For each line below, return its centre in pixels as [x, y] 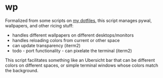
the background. [22, 70]
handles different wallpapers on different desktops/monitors [73, 35]
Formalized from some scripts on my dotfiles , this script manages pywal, [79, 20]
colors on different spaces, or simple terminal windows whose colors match [82, 65]
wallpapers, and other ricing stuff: [39, 25]
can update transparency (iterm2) [46, 45]
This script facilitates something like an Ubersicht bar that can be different [80, 60]
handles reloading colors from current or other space [66, 40]
